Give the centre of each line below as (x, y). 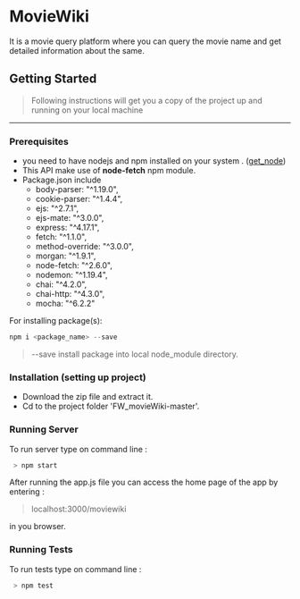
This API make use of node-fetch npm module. (109, 171)
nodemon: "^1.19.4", (72, 275)
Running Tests (41, 550)
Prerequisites (39, 141)
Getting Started (53, 79)
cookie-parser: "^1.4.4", (79, 199)
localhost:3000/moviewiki (79, 509)
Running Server (44, 429)
